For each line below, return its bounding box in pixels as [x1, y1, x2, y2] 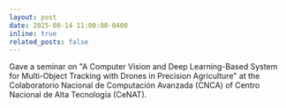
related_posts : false [9, 37, 89, 47]
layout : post [9, 12, 57, 22]
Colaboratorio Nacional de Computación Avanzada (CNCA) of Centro [9, 80, 260, 90]
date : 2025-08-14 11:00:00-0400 [9, 21, 128, 30]
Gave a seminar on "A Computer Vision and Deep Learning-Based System [9, 61, 278, 72]
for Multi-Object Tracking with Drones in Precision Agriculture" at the [9, 71, 260, 82]
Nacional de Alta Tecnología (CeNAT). [9, 90, 147, 100]
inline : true [9, 29, 57, 38]
